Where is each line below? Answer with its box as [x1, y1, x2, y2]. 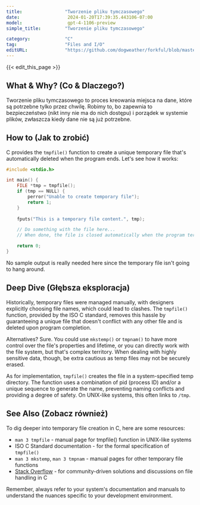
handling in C [14, 474, 48, 481]
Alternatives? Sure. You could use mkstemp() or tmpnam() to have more [6, 335, 177, 342]
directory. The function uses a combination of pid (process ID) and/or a [6, 379, 181, 386]
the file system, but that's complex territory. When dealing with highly [6, 348, 177, 355]
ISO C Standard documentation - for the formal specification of [14, 442, 170, 450]
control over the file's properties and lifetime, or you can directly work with [6, 342, 189, 349]
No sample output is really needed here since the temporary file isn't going [6, 259, 190, 266]
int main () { [6, 177, 39, 183]
